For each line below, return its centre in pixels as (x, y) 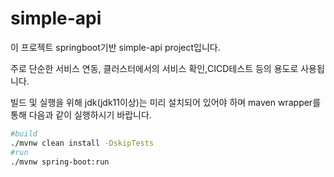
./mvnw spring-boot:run (60, 162)
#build (24, 133)
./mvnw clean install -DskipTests (82, 143)
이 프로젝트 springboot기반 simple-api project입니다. (115, 47)
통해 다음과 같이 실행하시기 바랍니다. (81, 114)
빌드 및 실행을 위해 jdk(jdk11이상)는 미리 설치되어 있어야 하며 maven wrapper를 (166, 102)
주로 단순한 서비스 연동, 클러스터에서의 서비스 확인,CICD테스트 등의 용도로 (154, 68)
